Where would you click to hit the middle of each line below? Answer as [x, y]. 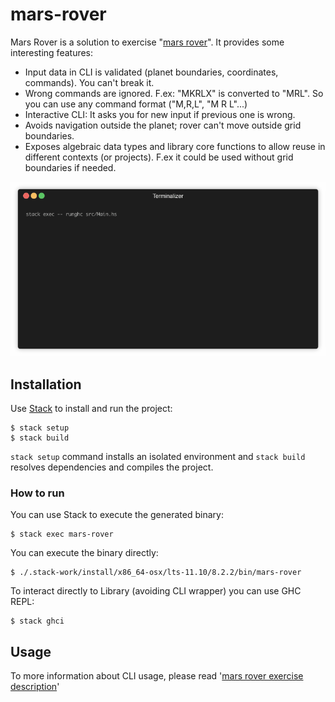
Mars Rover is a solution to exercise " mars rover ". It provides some [147, 42]
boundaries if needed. [70, 167]
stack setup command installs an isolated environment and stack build [158, 457]
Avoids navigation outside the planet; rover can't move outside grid [163, 125]
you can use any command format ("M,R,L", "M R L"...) [136, 104]
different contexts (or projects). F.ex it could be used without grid [159, 157]
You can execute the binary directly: [84, 553]
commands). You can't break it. [89, 82]
